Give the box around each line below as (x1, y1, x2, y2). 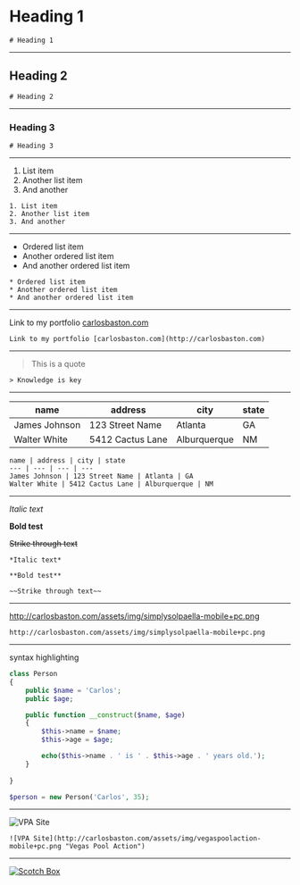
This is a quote (30, 359, 87, 370)
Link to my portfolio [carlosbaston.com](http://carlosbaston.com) (9, 335, 266, 344)
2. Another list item (9, 210, 90, 219)
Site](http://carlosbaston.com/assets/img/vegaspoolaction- (32, 834, 262, 843)
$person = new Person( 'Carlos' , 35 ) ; (9, 792, 150, 801)
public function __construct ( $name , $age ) (25, 710, 186, 720)
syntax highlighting (9, 652, 79, 663)
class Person (9, 670, 58, 679)
